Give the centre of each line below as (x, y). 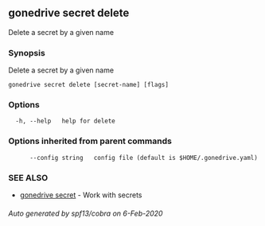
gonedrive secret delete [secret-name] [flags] (89, 85)
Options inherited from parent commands (90, 141)
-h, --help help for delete (65, 121)
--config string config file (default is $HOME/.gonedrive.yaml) (144, 158)
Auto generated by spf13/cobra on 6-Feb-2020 (86, 213)
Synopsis (27, 53)
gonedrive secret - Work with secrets (81, 195)
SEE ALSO (28, 177)
